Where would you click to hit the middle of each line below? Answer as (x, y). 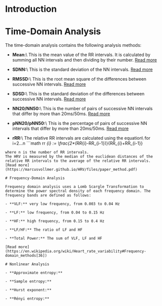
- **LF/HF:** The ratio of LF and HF (44, 230)
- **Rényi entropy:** (27, 299)
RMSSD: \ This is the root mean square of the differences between (79, 79)
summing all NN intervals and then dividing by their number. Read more (84, 60)
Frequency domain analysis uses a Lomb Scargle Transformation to (75, 187)
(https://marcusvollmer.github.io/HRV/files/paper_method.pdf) (71, 170)
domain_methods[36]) (26, 256)
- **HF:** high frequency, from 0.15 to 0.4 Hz (55, 221)
